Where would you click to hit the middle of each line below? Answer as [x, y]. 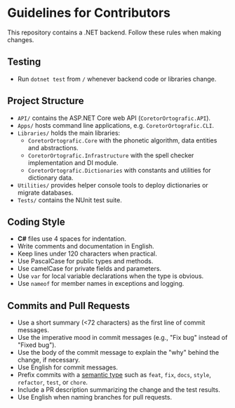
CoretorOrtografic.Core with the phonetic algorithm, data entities [122, 140]
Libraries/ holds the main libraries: [69, 133]
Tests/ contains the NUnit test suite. [70, 200]
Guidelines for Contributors [89, 13]
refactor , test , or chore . [53, 382]
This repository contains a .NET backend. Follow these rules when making [114, 32]
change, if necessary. [49, 360]
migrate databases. [45, 192]
